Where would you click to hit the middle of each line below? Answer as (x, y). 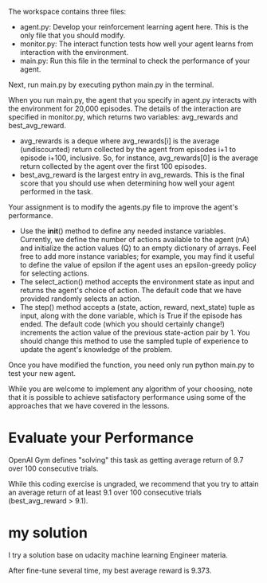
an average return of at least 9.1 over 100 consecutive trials (105, 492)
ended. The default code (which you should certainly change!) (122, 324)
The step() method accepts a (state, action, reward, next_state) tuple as (137, 307)
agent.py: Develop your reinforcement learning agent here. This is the (134, 27)
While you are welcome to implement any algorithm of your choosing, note (131, 389)
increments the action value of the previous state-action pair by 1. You (135, 333)
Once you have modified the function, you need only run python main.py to (132, 365)
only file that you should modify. (73, 35)
